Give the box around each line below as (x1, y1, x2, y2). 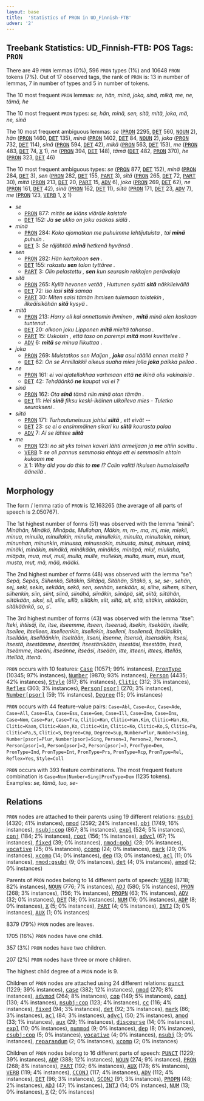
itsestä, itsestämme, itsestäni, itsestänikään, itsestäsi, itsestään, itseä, (6, 641, 183, 647)
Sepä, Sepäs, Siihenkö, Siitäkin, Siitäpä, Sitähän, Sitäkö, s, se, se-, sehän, (6, 577, 192, 584)
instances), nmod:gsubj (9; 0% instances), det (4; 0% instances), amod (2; (6, 858, 196, 865)
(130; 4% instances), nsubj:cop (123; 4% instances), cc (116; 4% (6, 998, 172, 1006)
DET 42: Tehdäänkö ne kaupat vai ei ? (24, 378, 120, 385)
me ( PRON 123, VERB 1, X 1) (6, 192, 72, 199)
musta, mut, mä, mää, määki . (6, 559, 80, 566)
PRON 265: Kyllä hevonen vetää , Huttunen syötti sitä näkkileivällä (24, 281, 189, 288)
